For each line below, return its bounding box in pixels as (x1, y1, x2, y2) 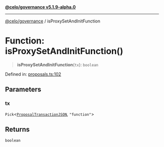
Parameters (5, 85, 41, 94)
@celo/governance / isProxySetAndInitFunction (5, 18, 101, 24)
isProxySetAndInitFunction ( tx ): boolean (17, 62, 99, 67)
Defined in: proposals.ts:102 (5, 71, 61, 77)
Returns (5, 126, 30, 134)
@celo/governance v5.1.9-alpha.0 (5, 4, 76, 10)
